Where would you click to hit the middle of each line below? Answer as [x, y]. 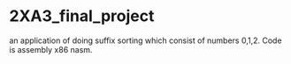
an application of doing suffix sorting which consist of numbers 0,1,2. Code [145, 40]
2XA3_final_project [82, 16]
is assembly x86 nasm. [51, 49]
